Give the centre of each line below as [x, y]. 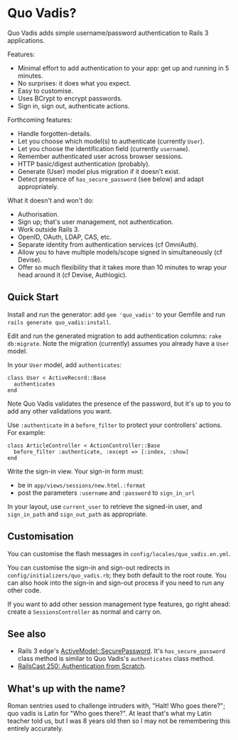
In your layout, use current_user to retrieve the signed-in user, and [105, 506]
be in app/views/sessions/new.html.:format [81, 485]
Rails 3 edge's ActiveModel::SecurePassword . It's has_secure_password [121, 651]
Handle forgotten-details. [54, 133]
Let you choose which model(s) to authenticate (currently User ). [111, 141]
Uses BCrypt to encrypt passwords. [70, 98]
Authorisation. [38, 214]
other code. [24, 590]
